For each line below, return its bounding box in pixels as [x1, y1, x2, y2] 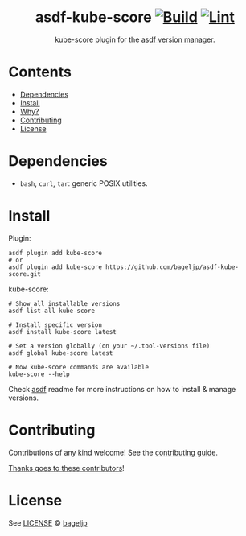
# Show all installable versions [8, 299, 121, 307]
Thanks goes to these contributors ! [8, 463, 125, 472]
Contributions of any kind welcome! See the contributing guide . [8, 447, 219, 457]
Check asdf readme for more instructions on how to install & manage [8, 384, 236, 394]
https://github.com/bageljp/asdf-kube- [105, 262, 240, 271]
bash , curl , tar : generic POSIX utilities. [19, 178, 148, 188]
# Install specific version [8, 320, 103, 329]
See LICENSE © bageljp [8, 517, 88, 527]
